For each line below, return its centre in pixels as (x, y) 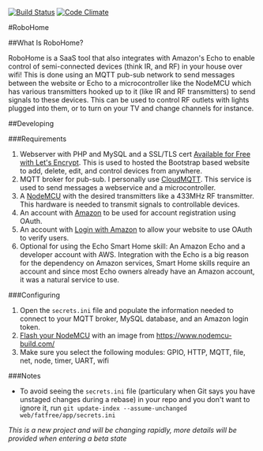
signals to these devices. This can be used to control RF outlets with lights (129, 100)
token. (30, 327)
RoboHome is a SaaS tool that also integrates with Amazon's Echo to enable (131, 58)
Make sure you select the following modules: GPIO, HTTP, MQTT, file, (133, 352)
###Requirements (38, 139)
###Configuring (34, 295)
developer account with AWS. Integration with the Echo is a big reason (134, 255)
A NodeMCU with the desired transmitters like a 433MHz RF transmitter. (137, 196)
